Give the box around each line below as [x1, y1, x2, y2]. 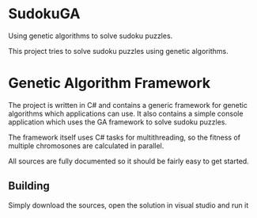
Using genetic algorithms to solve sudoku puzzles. [8, 31, 173, 40]
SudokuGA [8, 5, 81, 23]
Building [8, 179, 50, 193]
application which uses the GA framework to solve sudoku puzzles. [8, 117, 228, 127]
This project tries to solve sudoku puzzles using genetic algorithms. [8, 46, 229, 55]
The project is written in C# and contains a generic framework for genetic [8, 100, 248, 109]
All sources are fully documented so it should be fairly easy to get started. [8, 156, 249, 166]
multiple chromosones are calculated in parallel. [8, 140, 164, 151]
